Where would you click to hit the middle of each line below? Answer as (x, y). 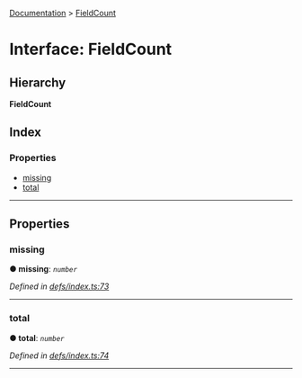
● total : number (37, 337)
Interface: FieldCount (91, 49)
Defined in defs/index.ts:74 (59, 355)
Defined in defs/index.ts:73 (59, 286)
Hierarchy (38, 82)
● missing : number (44, 269)
